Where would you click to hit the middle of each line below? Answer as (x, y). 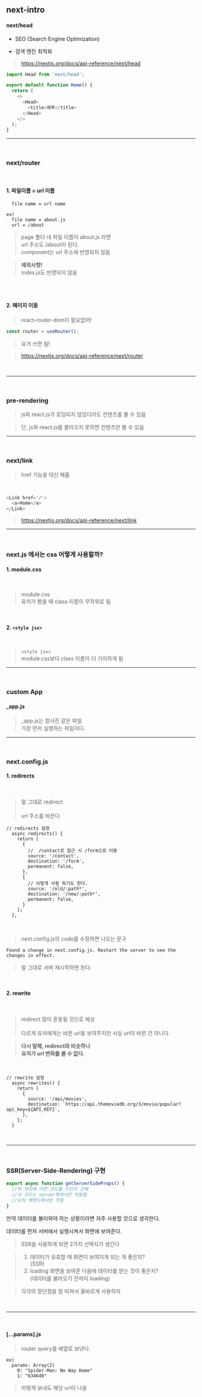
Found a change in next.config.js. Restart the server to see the (91, 950)
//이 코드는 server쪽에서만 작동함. (50, 1195)
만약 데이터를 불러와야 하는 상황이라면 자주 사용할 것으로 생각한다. (83, 1218)
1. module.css (24, 569)
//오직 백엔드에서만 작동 (38, 1200)
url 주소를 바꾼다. (41, 816)
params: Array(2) (33, 1365)
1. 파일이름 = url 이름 (31, 191)
